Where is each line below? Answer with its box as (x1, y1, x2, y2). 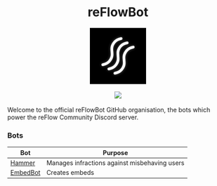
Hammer (10, 159, 36, 167)
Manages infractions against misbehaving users (46, 159, 185, 167)
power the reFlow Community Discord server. (7, 113, 139, 121)
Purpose (103, 148, 129, 157)
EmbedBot (10, 168, 41, 177)
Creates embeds (46, 168, 95, 177)
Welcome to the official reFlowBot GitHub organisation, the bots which (7, 105, 211, 114)
